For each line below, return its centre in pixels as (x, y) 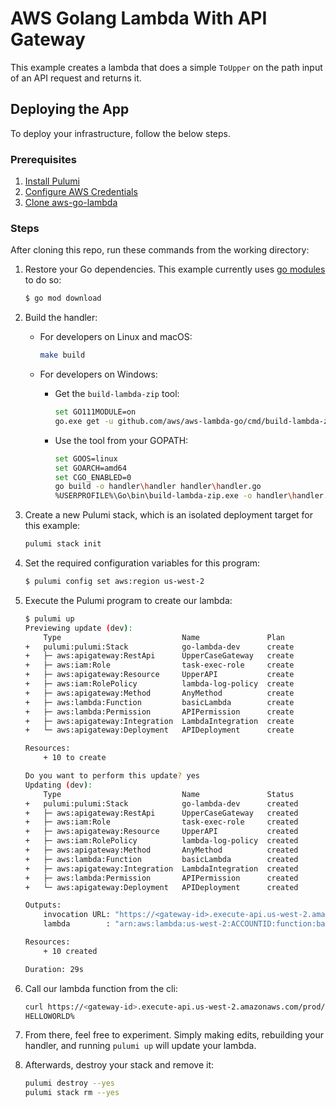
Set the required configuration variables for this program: (142, 563)
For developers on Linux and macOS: (116, 337)
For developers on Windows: (98, 374)
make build (62, 355)
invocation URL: (77, 915)
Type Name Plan (164, 637)
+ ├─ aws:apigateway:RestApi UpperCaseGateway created (161, 813)
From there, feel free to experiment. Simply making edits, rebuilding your (174, 1035)
